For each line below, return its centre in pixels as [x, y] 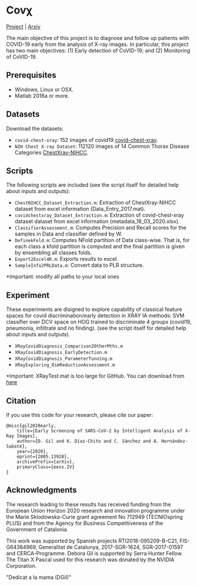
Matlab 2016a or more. [42, 95]
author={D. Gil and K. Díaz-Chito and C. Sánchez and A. [88, 441]
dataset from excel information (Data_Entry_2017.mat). [80, 209]
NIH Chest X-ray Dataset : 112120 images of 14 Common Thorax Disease [102, 146]
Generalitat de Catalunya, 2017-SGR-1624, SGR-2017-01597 [111, 547]
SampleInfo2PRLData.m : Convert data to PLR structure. [79, 265]
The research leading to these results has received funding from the [89, 504]
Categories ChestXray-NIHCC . [51, 152]
